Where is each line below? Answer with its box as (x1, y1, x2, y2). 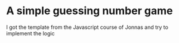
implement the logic (6, 29, 55, 37)
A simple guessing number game (6, 4, 173, 18)
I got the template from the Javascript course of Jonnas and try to (6, 24, 169, 31)
